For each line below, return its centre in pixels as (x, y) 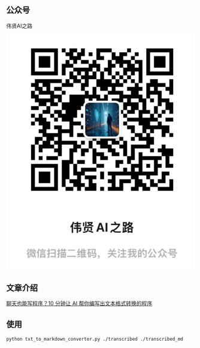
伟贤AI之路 (19, 26)
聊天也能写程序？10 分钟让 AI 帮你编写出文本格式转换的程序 (79, 304)
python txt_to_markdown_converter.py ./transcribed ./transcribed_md (95, 339)
